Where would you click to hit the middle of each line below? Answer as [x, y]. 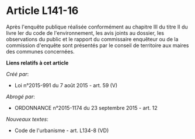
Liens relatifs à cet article [37, 63]
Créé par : [18, 74]
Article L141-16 [42, 11]
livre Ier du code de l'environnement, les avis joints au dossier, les [85, 33]
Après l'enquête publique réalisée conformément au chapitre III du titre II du [97, 27]
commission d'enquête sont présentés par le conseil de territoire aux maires [97, 45]
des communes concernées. [40, 51]
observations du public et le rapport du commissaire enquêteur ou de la [92, 39]
